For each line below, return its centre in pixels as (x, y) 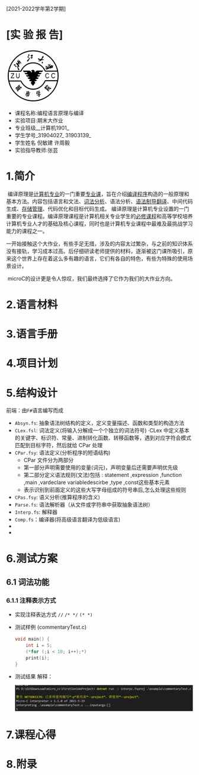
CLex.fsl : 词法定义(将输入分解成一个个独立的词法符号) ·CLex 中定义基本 (102, 431)
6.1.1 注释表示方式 (31, 600)
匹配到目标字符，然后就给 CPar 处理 (58, 445)
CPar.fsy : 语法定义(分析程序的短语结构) (62, 453)
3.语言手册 (32, 334)
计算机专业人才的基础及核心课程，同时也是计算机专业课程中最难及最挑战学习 (99, 223)
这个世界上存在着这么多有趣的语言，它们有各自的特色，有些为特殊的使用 (99, 258)
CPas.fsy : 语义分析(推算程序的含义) (57, 497)
